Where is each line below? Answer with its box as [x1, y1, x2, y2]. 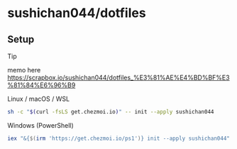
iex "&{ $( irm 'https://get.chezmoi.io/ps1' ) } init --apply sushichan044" [7, 135, 231, 142]
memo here [7, 66, 41, 74]
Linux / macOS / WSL [7, 94, 70, 103]
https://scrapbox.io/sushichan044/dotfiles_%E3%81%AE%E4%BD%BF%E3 [7, 73, 230, 82]
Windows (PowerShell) [7, 121, 75, 129]
